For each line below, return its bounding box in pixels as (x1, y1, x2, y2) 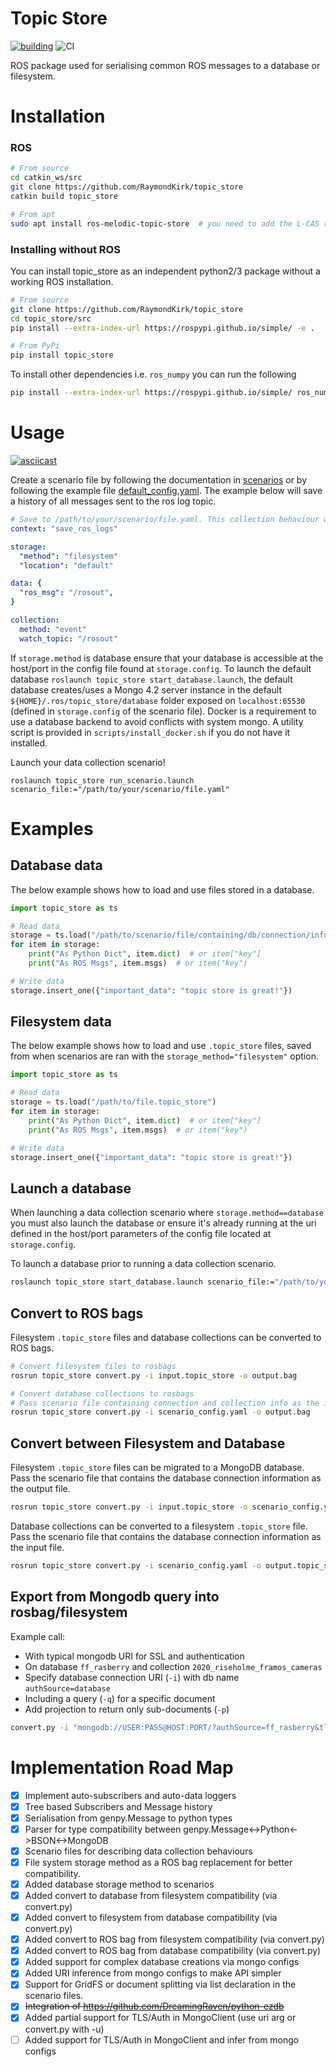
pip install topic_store (10, 350, 114, 361)
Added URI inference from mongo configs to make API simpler (24, 1967, 282, 1979)
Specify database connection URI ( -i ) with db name (24, 1671, 240, 1683)
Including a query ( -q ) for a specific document (24, 1692, 216, 1704)
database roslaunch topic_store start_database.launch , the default (10, 673, 293, 685)
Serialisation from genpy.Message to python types (24, 1812, 233, 1824)
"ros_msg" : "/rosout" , (19, 588, 114, 598)
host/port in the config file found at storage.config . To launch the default (10, 662, 312, 674)
